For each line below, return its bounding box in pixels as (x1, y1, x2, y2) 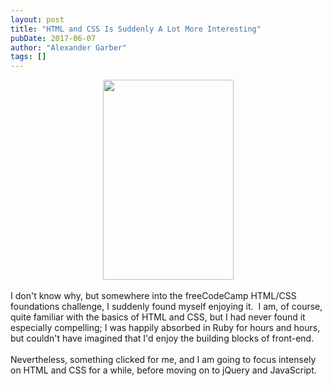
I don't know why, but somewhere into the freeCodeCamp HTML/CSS (10, 290, 297, 302)
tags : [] (10, 52, 47, 62)
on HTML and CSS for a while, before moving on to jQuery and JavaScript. (10, 364, 317, 376)
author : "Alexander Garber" (10, 42, 128, 53)
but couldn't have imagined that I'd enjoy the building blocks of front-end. (10, 332, 315, 345)
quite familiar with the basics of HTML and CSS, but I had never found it (10, 311, 306, 323)
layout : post (10, 14, 65, 25)
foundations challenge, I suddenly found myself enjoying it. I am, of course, (10, 301, 323, 313)
